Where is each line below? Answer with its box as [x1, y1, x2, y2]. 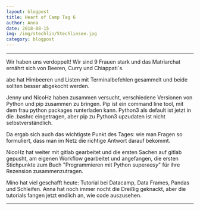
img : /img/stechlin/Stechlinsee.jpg [6, 31, 97, 37]
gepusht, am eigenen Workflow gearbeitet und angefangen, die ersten [6, 155, 179, 162]
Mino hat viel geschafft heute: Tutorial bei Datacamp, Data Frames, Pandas [6, 179, 190, 186]
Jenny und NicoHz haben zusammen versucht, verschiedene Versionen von [6, 94, 193, 101]
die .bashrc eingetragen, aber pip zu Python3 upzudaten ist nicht [6, 113, 165, 120]
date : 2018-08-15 [6, 25, 49, 32]
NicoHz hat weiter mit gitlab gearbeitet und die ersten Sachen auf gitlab [6, 149, 182, 155]
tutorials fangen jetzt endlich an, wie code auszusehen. [6, 192, 142, 199]
